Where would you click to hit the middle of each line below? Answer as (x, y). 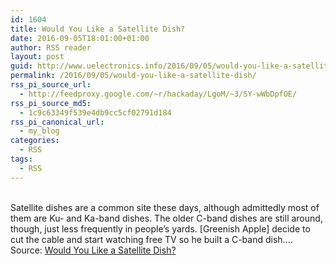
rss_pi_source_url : (51, 85)
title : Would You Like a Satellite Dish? (98, 29)
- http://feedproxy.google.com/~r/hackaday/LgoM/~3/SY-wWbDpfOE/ (158, 94)
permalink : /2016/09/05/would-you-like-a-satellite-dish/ (133, 76)
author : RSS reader (51, 47)
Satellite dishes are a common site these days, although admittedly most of (165, 207)
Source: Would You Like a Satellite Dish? (93, 250)
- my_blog (39, 131)
